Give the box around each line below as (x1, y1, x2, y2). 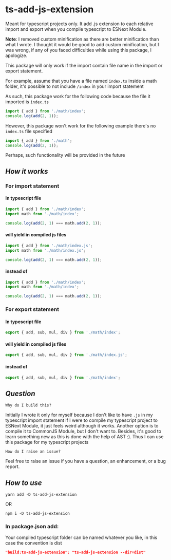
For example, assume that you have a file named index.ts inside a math (5, 78, 157, 84)
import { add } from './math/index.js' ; (5, 243, 93, 248)
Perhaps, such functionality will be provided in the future (5, 152, 125, 158)
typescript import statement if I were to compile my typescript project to (5, 417, 158, 423)
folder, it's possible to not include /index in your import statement (5, 83, 144, 89)
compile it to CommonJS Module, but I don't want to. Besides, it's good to (5, 428, 162, 435)
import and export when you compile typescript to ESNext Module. (5, 26, 147, 32)
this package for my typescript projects (5, 439, 89, 445)
